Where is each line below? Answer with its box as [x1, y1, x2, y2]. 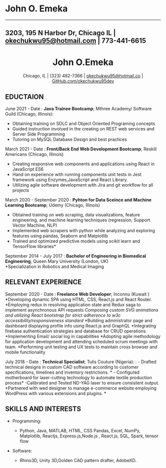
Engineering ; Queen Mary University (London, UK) [5, 259, 109, 265]
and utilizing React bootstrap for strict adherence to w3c [5, 312, 121, 318]
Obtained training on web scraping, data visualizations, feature [12, 212, 140, 218]
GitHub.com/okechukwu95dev [51, 78, 115, 84]
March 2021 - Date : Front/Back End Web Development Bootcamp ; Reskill [5, 146, 157, 152]
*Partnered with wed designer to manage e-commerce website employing [5, 385, 157, 391]
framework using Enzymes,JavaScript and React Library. [12, 177, 128, 183]
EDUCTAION [5, 92, 44, 101]
